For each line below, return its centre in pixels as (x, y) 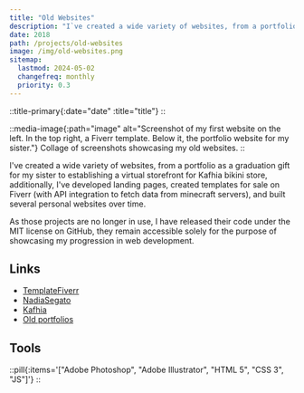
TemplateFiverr (51, 291)
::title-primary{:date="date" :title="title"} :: (87, 110)
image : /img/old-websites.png (66, 52)
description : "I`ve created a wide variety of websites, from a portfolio (153, 26)
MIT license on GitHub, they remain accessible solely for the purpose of (143, 231)
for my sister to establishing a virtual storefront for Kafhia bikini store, (139, 175)
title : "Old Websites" (52, 18)
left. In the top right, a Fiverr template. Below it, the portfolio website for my (149, 138)
